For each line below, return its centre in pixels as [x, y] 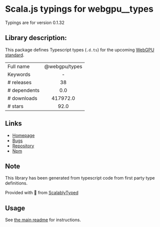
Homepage [23, 135]
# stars [15, 106]
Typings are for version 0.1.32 [35, 23]
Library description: [36, 38]
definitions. [16, 183]
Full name [19, 66]
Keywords [19, 74]
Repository [23, 146]
